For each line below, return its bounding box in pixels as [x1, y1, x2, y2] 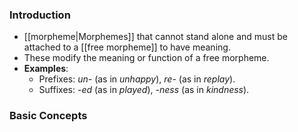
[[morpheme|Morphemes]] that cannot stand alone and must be [23, 31, 288, 43]
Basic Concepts [9, 109, 88, 123]
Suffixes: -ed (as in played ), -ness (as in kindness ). [38, 84, 250, 96]
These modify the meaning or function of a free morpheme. [23, 52, 270, 64]
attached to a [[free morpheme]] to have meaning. [23, 41, 231, 53]
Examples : [23, 63, 69, 75]
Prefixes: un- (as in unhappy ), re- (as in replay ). [38, 73, 236, 85]
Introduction [9, 8, 71, 22]
